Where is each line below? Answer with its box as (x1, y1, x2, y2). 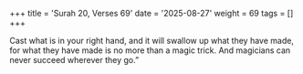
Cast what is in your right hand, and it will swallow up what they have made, (9, 36, 295, 46)
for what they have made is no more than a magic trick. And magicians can (9, 45, 291, 56)
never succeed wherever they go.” (9, 55, 140, 65)
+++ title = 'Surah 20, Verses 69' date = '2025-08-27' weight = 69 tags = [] (9, 8, 294, 18)
